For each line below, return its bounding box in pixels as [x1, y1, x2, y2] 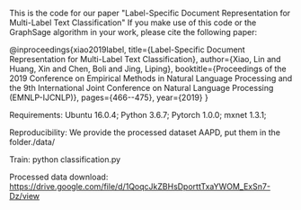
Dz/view [9, 191, 40, 201]
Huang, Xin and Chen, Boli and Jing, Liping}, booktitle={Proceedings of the [9, 63, 288, 74]
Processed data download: [9, 171, 109, 182]
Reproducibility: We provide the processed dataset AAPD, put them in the [9, 127, 281, 138]
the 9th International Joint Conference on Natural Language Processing [9, 83, 274, 93]
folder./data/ [9, 137, 56, 147]
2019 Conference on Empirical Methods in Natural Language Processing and [9, 73, 293, 84]
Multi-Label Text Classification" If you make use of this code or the [9, 17, 257, 28]
